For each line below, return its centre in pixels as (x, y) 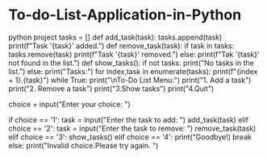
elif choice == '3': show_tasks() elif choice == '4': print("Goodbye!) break (130, 137)
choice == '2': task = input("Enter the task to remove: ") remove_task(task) (132, 128)
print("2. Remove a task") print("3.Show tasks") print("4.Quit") (111, 88)
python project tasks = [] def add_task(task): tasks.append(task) (115, 37)
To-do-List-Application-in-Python (125, 15)
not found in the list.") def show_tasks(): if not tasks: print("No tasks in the (131, 63)
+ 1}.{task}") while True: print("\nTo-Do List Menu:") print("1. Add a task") (130, 80)
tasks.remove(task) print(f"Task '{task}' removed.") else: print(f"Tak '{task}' (134, 54)
